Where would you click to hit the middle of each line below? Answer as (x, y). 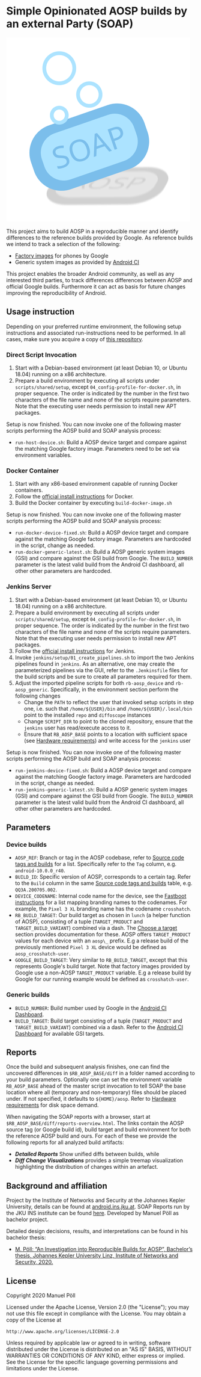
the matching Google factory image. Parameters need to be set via (97, 449)
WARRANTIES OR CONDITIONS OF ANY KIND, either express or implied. (95, 1356)
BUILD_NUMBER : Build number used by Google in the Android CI (91, 1008)
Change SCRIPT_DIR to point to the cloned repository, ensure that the (108, 721)
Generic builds (28, 995)
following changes (38, 696)
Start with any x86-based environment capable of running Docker (96, 484)
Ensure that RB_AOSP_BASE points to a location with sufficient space (106, 734)
